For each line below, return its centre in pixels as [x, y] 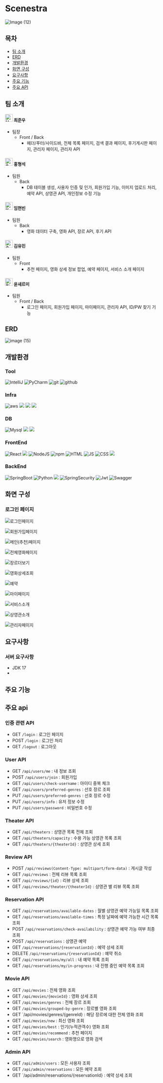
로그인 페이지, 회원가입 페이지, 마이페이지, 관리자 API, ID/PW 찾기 [89, 307]
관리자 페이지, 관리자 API [57, 149]
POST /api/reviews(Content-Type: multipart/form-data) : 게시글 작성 [82, 868]
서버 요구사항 [19, 657]
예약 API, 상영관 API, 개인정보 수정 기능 [64, 193]
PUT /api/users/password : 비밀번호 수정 [52, 807]
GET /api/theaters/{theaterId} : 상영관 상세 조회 [61, 844]
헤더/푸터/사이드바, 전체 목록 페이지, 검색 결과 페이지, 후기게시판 [87, 143]
